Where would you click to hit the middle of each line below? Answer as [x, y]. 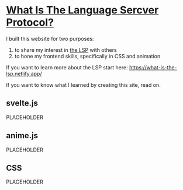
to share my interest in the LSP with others [65, 50]
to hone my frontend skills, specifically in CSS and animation [87, 56]
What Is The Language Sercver [82, 10]
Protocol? [30, 22]
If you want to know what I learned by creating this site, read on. [83, 85]
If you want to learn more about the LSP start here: [67, 67]
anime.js [22, 136]
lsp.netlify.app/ [24, 73]
